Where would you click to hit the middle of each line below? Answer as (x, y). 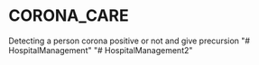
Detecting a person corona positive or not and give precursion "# (129, 41)
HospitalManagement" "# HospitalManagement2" (101, 50)
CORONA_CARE (69, 16)
